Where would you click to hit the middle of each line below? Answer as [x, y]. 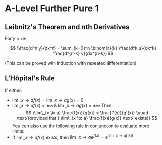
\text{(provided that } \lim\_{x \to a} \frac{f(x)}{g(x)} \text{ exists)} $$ [87, 118]
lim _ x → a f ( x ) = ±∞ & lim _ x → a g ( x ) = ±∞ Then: [62, 105]
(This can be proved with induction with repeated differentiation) [71, 63]
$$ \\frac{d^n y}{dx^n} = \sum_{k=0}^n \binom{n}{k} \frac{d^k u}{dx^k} [83, 48]
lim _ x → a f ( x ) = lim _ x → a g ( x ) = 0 [48, 100]
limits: [18, 131]
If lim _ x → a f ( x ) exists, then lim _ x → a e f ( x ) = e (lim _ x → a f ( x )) [73, 137]
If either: [14, 90]
